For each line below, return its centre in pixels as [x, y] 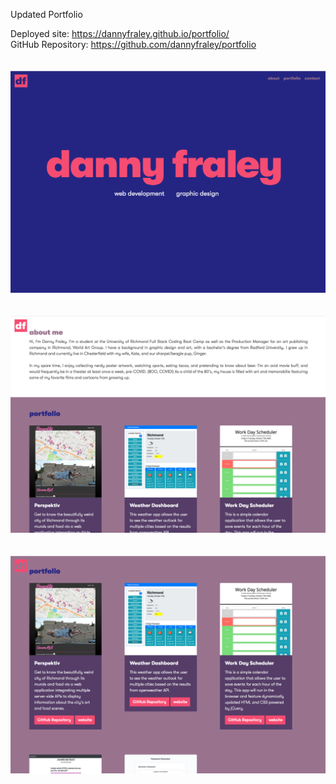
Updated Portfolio [46, 14]
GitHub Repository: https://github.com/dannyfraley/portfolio [133, 44]
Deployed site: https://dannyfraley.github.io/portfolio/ [120, 33]
